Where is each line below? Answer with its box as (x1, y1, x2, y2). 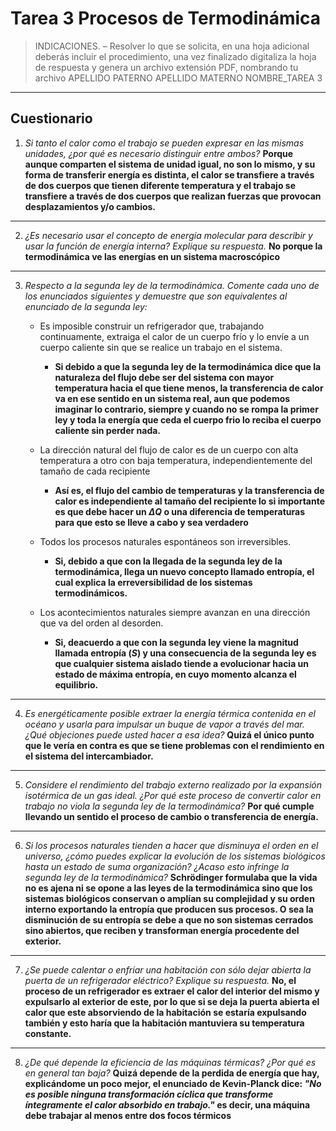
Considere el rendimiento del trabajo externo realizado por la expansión (24, 778, 323, 791)
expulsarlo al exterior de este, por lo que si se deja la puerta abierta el (24, 995, 320, 1007)
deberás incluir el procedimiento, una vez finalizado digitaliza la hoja (34, 50, 317, 62)
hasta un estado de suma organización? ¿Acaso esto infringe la (24, 860, 290, 872)
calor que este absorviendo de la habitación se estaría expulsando (24, 1006, 307, 1018)
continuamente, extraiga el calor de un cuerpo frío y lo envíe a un (39, 330, 310, 342)
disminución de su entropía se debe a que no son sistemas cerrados (24, 913, 314, 926)
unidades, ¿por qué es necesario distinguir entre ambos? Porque (24, 147, 294, 159)
